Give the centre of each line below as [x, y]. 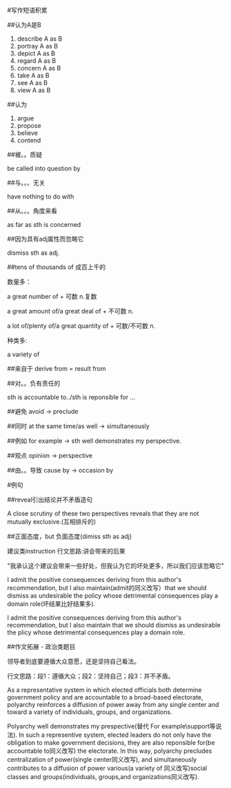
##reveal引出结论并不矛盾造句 [50, 500]
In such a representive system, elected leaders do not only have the [115, 735]
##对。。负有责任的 [34, 383]
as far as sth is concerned [44, 225]
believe [27, 133]
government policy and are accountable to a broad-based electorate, [105, 697]
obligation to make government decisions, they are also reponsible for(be [111, 743]
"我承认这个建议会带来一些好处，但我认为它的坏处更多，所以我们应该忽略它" [116, 566]
